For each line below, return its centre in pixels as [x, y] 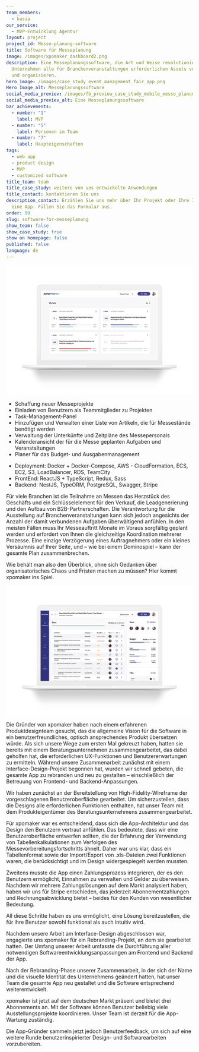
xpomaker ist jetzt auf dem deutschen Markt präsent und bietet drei [89, 1000]
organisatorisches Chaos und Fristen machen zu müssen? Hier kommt [92, 571]
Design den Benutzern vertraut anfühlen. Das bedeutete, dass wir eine [92, 829]
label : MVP [30, 119]
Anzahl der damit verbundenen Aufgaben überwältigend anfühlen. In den [95, 522]
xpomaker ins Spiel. [30, 577]
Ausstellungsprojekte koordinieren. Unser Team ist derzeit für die [86, 1013]
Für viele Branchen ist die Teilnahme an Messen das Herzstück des [88, 497]
